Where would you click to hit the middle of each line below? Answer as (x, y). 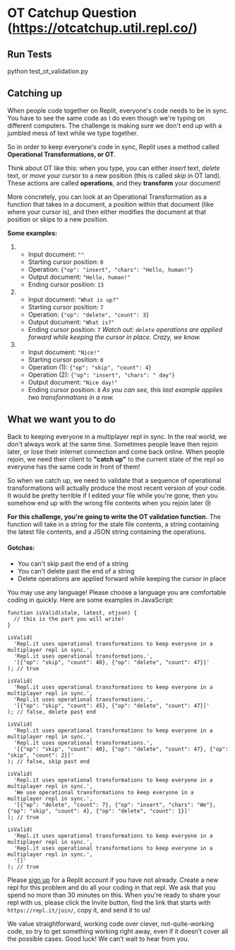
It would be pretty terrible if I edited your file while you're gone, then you (113, 495)
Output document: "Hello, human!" (79, 277)
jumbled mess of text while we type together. (73, 133)
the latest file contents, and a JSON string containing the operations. (107, 532)
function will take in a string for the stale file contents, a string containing (113, 524)
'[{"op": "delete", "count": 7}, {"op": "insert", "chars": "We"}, (115, 805)
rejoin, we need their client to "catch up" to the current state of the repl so (116, 459)
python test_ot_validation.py (48, 71)
